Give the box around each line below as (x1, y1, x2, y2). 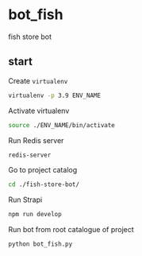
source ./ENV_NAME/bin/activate (8, 121, 115, 129)
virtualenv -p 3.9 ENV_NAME (8, 91, 102, 99)
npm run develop (8, 211, 62, 219)
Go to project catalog (8, 165, 78, 175)
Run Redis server (8, 135, 64, 145)
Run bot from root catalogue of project (8, 225, 135, 235)
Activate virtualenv (8, 106, 70, 115)
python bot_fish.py (8, 240, 73, 248)
